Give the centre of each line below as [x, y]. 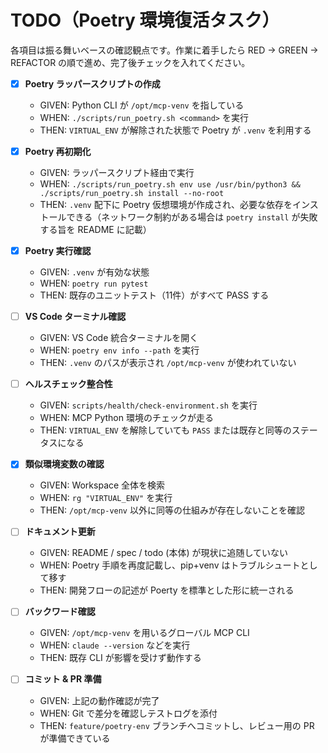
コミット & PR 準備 [63, 679]
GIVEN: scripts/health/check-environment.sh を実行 [148, 405]
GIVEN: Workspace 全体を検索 [102, 485]
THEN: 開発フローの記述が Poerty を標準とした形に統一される [167, 590]
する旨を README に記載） [95, 230]
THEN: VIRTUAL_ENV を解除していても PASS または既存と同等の [165, 430]
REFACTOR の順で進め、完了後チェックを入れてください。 [130, 62]
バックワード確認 [60, 612]
